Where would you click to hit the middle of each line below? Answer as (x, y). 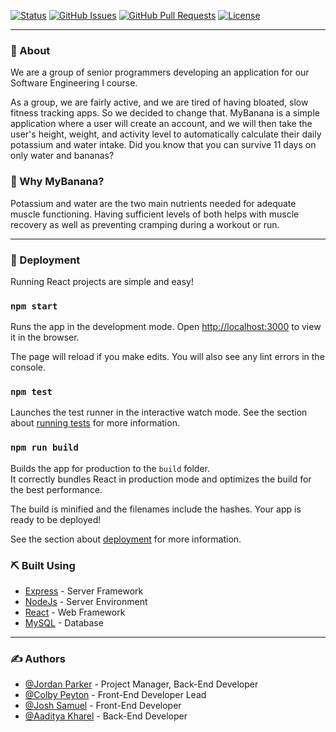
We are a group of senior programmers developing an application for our (160, 72)
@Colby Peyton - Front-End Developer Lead (115, 695)
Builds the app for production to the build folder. (110, 468)
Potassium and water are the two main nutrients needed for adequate (153, 203)
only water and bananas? (62, 156)
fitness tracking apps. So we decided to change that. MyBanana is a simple (165, 113)
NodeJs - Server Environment (86, 602)
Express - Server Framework (84, 591)
